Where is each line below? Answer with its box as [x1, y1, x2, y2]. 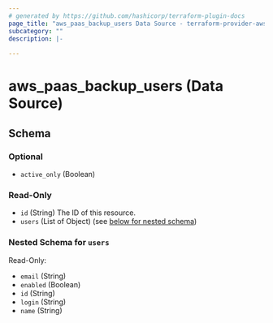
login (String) [19, 297, 67, 307]
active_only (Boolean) [19, 170, 96, 179]
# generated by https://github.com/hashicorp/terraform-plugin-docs [8, 11, 245, 20]
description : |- [8, 34, 63, 43]
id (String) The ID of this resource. [19, 208, 136, 217]
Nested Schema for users [8, 237, 110, 248]
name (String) [19, 305, 63, 315]
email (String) [19, 271, 67, 281]
